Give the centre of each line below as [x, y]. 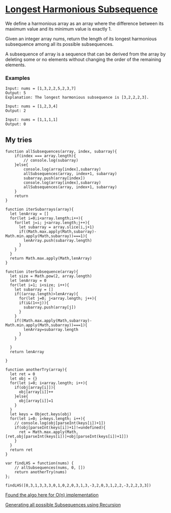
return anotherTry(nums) [41, 472]
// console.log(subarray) [51, 161]
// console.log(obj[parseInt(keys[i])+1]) [60, 423]
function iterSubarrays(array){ [39, 210]
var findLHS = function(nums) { [39, 463]
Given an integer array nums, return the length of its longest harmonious [81, 39]
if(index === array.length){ [45, 156]
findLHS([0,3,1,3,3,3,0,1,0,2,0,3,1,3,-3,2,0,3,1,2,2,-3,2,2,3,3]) [78, 486]
